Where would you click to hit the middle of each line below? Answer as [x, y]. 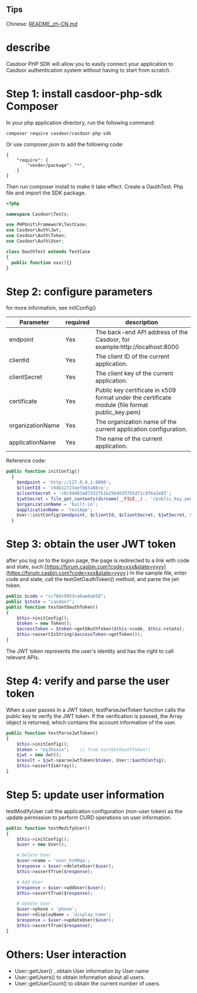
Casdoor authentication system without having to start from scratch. [89, 70]
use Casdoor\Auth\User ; [35, 241]
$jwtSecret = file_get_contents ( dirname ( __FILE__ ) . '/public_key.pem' [106, 499]
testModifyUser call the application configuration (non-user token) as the [94, 811]
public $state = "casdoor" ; [40, 602]
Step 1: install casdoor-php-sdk [84, 94]
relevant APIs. [23, 657]
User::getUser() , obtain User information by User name [81, 971]
